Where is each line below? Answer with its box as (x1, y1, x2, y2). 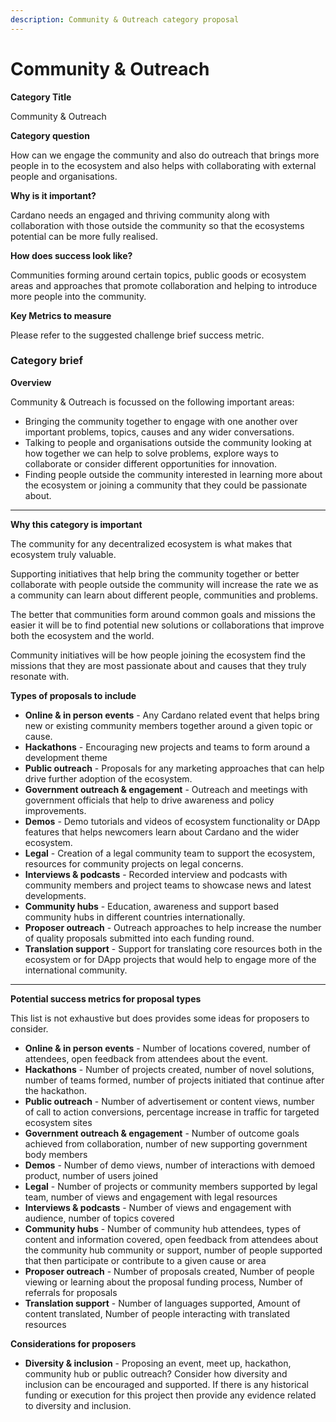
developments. (24, 889, 87, 901)
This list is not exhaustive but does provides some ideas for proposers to (10, 1012, 310, 1024)
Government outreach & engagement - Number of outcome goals (24, 1127, 300, 1139)
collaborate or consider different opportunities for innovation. (24, 457, 278, 470)
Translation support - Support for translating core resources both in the (24, 942, 323, 955)
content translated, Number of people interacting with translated (24, 1307, 290, 1320)
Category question (10, 129, 90, 141)
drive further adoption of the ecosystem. (24, 772, 193, 785)
